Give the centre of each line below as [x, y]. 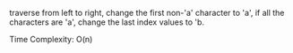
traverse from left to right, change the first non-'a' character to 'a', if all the [147, 13]
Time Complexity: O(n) [51, 39]
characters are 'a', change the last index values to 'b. [107, 22]
